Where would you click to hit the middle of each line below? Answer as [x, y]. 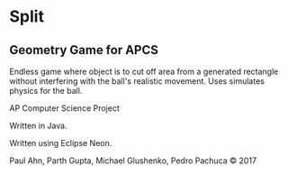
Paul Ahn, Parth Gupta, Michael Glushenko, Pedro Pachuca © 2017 [133, 161]
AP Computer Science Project [64, 108]
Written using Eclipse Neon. [61, 143]
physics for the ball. [46, 91]
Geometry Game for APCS [84, 50]
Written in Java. [38, 125]
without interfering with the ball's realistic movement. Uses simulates [137, 81]
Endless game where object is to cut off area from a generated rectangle [144, 71]
